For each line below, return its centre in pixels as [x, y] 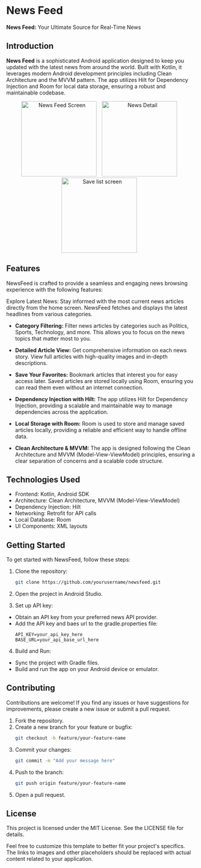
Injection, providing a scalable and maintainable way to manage [94, 405]
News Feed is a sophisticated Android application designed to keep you [95, 60]
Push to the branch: [39, 772]
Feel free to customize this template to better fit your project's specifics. [96, 846]
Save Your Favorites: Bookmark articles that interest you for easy [96, 375]
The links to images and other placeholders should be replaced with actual [99, 852]
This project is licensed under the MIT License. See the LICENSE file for [95, 828]
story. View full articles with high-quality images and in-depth [91, 357]
